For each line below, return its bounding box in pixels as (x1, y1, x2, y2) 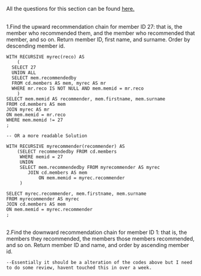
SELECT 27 (11, 64, 36, 70)
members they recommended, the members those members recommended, (6, 235, 195, 242)
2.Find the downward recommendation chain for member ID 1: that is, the (6, 228, 188, 236)
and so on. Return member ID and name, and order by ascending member (6, 242, 190, 248)
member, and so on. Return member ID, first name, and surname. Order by (6, 36, 191, 43)
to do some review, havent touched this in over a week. (6, 265, 152, 271)
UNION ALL (11, 70, 36, 76)
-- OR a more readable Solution (6, 133, 87, 139)
